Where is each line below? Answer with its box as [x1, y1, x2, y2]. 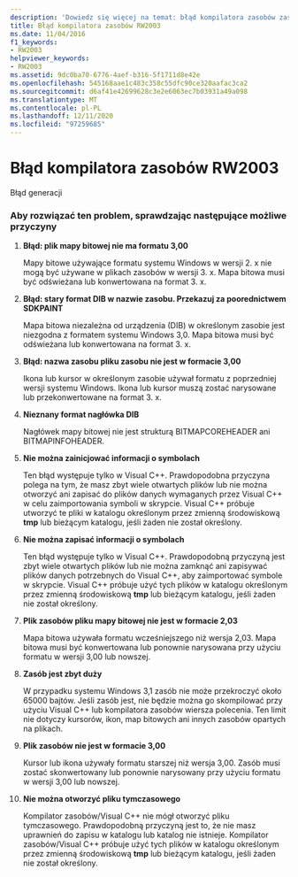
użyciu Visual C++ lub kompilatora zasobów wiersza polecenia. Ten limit [22, 704, 287, 715]
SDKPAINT [22, 303, 64, 314]
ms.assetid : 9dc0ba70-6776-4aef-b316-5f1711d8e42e [10, 71, 201, 80]
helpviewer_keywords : [10, 54, 90, 63]
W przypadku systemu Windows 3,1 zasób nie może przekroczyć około [22, 686, 282, 696]
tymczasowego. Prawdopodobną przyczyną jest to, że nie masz [22, 820, 256, 831]
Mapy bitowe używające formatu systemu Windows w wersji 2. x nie [22, 258, 272, 268]
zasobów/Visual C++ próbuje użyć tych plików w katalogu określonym [22, 839, 279, 850]
